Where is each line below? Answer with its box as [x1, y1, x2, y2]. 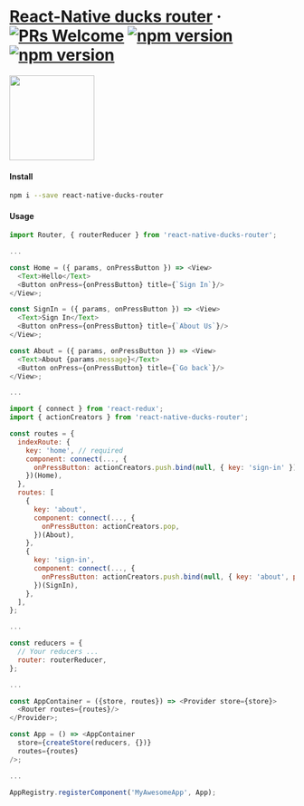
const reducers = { [9, 638, 83, 648]
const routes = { [9, 429, 75, 438]
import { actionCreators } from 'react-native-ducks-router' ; [9, 413, 249, 422]
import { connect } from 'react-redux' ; [9, 405, 165, 414]
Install [9, 170, 33, 182]
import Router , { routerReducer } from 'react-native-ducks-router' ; [9, 231, 278, 240]
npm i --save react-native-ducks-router [9, 191, 165, 200]
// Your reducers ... [17, 648, 100, 657]
